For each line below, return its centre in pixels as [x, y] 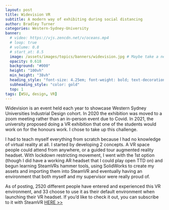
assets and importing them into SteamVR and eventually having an [74, 171]
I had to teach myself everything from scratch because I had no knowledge [83, 139]
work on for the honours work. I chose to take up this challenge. [71, 130]
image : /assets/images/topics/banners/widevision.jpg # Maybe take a [84, 57]
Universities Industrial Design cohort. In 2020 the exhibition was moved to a [84, 114]
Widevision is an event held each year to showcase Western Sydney [76, 108]
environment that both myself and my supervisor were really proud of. [78, 177]
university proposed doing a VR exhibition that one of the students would [81, 124]
